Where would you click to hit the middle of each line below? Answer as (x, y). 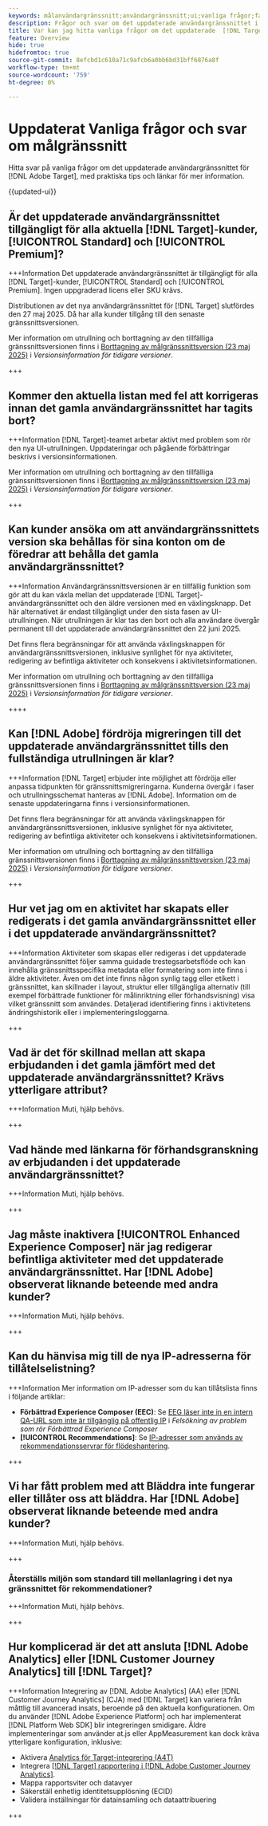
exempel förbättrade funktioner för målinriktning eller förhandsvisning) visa (132, 995)
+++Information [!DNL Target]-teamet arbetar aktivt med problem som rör (130, 440)
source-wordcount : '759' (49, 75)
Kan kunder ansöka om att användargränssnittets (134, 530)
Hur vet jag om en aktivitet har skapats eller (118, 909)
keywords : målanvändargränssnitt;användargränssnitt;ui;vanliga (117, 16)
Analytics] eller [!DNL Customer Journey (112, 1659)
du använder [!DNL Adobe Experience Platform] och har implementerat (125, 1716)
